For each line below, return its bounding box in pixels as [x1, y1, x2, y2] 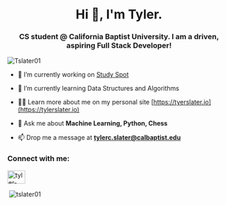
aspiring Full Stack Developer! [66, 40, 172, 50]
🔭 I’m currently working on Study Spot [17, 70, 129, 79]
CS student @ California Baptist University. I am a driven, [18, 32, 220, 42]
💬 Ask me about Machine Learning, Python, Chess [17, 119, 168, 128]
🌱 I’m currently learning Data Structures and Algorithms [17, 84, 179, 93]
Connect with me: [7, 154, 70, 164]
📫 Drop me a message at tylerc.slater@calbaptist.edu [17, 133, 181, 142]
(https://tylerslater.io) [17, 106, 80, 114]
